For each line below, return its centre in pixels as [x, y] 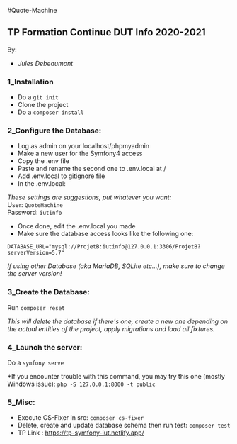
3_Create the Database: [48, 292]
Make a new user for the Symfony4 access [80, 154]
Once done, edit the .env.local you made [76, 226]
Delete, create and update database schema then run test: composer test [124, 426]
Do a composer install [51, 112]
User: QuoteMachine [35, 205]
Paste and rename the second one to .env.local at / [92, 169]
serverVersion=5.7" [36, 253]
